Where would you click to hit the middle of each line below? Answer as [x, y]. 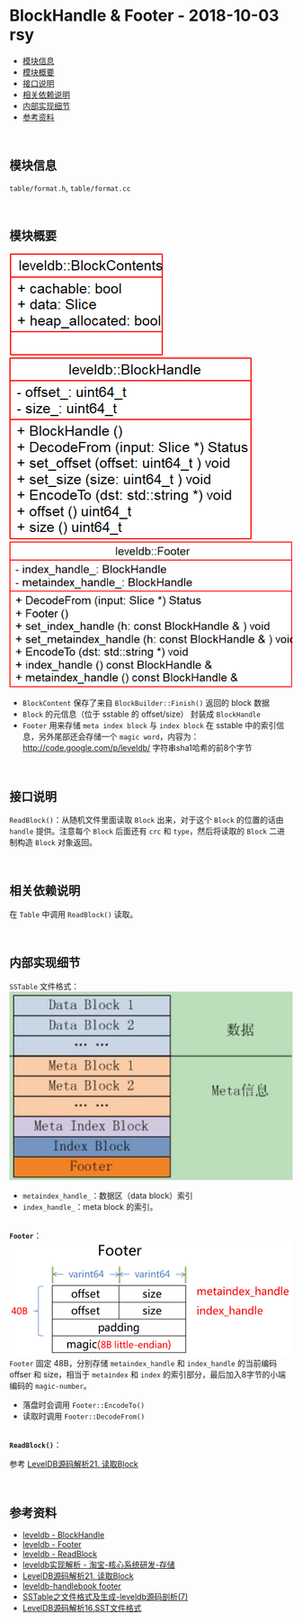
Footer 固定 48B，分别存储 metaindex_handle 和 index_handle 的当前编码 [143, 1364]
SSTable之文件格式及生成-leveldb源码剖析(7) [105, 1597]
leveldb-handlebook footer [71, 1586]
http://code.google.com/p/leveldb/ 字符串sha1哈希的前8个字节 [137, 748]
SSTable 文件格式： [44, 986]
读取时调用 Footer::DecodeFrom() [84, 1416]
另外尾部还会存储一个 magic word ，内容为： [119, 737]
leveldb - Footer [52, 1545]
